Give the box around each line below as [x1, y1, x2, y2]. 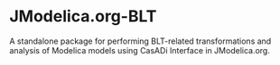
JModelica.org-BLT [9, 6, 157, 27]
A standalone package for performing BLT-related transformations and [9, 36, 272, 46]
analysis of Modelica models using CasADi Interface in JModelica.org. [9, 45, 271, 55]
